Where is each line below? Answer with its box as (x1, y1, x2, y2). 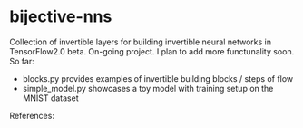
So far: (9, 55, 34, 66)
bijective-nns (9, 6, 112, 27)
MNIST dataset (22, 93, 79, 103)
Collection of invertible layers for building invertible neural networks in (9, 36, 272, 47)
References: (9, 110, 54, 121)
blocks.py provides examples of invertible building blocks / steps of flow (22, 73, 294, 84)
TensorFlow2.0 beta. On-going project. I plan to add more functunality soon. (9, 45, 295, 56)
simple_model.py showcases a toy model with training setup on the (22, 83, 274, 94)
